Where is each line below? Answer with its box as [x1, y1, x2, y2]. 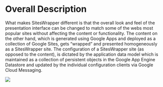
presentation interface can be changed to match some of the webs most [5, 25, 153, 31]
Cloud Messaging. [5, 67, 43, 73]
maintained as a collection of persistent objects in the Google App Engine [5, 56, 156, 62]
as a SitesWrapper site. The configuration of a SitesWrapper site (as [5, 46, 144, 52]
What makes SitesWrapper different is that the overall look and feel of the [5, 20, 155, 26]
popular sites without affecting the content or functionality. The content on [5, 30, 158, 36]
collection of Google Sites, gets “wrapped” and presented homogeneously [5, 41, 158, 46]
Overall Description [5, 3, 87, 15]
